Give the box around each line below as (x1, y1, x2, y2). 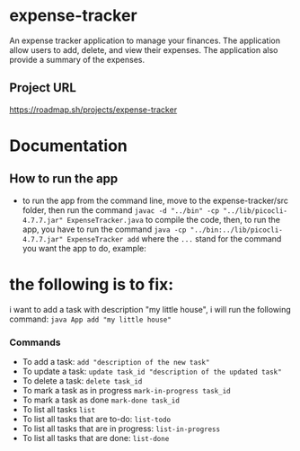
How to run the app (9, 172, 119, 187)
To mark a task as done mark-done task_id (22, 394, 180, 405)
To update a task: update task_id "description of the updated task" (22, 366, 282, 376)
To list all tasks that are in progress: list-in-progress (22, 423, 221, 434)
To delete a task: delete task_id (22, 375, 143, 386)
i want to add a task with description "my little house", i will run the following (9, 304, 292, 314)
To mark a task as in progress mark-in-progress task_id (22, 385, 231, 395)
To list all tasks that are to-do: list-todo (22, 413, 172, 424)
